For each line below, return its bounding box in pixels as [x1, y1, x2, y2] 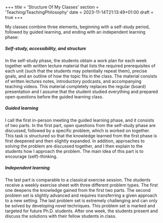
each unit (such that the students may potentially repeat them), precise [5, 68, 147, 74]
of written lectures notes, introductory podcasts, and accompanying [5, 78, 142, 84]
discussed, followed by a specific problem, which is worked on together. [5, 128, 150, 133]
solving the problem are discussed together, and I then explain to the [5, 143, 143, 149]
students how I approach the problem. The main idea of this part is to [5, 148, 144, 154]
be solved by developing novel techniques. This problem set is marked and [5, 203, 155, 208]
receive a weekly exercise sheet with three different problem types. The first [5, 182, 158, 188]
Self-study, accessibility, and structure [5, 45, 87, 51]
